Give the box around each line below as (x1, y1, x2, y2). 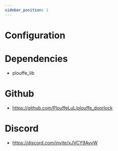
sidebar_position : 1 (5, 7, 49, 13)
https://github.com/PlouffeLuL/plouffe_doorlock (12, 104, 113, 111)
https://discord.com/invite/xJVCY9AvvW (12, 139, 98, 146)
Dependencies (5, 53, 68, 64)
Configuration (5, 29, 66, 41)
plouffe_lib (12, 70, 35, 76)
